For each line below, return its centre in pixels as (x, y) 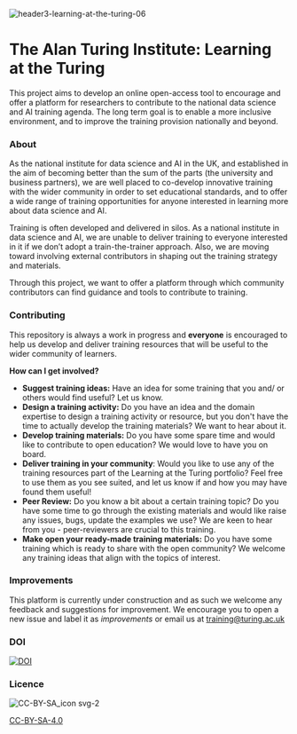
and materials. (35, 265)
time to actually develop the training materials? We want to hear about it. (154, 425)
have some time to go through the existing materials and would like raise (154, 510)
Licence (27, 684)
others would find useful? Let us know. (93, 397)
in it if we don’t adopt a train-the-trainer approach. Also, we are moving (139, 247)
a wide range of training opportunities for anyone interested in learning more (149, 201)
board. (34, 454)
